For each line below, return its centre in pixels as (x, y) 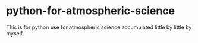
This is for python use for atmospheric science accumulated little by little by (99, 27)
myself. (15, 33)
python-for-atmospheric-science (91, 11)
